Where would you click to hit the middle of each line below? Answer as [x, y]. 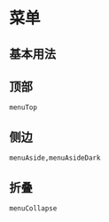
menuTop [23, 107]
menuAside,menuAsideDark [55, 158]
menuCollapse [33, 209]
